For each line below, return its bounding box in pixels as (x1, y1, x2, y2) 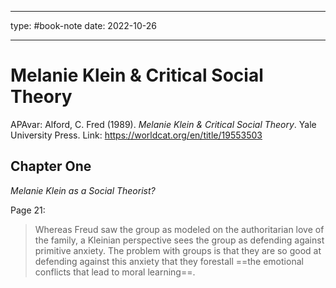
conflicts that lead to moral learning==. (34, 266, 196, 278)
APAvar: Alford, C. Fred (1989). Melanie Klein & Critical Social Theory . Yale (10, 118, 317, 130)
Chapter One (10, 158, 92, 175)
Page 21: (10, 204, 46, 216)
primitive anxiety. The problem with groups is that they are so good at (34, 244, 322, 256)
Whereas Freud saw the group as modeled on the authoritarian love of (34, 223, 325, 235)
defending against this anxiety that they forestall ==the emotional (34, 255, 304, 267)
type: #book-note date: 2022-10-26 (10, 20, 157, 31)
